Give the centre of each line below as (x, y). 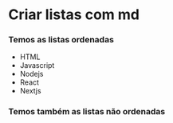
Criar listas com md (74, 15)
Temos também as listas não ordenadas (87, 112)
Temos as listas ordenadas (61, 40)
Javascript (37, 65)
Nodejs (31, 74)
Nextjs (30, 91)
